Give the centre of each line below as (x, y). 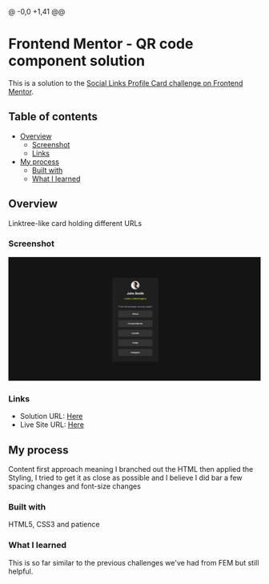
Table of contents (53, 117)
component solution (77, 61)
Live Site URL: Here (52, 425)
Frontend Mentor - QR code (101, 44)
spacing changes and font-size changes (75, 486)
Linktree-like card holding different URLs (75, 223)
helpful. (21, 571)
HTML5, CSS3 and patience (54, 525)
